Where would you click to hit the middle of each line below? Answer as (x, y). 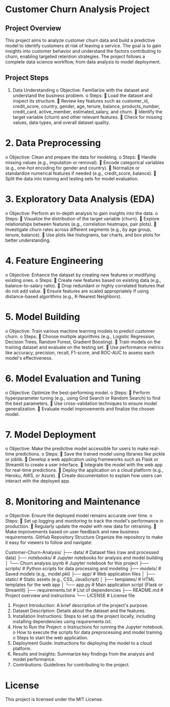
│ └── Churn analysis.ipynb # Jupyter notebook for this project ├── (77, 563)
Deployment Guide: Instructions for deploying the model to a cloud (82, 643)
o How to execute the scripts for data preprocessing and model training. (88, 632)
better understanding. (28, 240)
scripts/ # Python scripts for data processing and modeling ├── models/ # (83, 569)
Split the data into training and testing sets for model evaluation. (72, 178)
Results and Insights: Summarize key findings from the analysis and (83, 654)
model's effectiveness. (29, 358)
